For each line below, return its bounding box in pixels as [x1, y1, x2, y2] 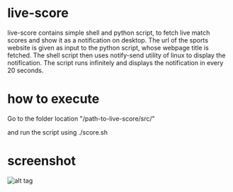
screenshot [7, 153, 76, 169]
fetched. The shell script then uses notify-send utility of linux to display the [7, 51, 226, 60]
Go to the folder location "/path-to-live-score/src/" [7, 114, 156, 123]
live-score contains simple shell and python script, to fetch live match [7, 28, 210, 37]
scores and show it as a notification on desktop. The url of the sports [7, 35, 209, 44]
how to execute [7, 91, 100, 107]
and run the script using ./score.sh [7, 128, 108, 136]
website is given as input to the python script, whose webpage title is [7, 43, 209, 52]
